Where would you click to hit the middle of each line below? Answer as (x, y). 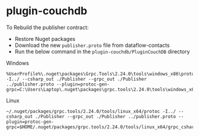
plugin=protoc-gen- (30, 122)
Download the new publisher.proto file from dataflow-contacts (92, 45)
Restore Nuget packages (45, 39)
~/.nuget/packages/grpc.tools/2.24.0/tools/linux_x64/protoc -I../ (91, 111)
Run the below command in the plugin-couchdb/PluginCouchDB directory (102, 51)
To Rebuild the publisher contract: (47, 27)
